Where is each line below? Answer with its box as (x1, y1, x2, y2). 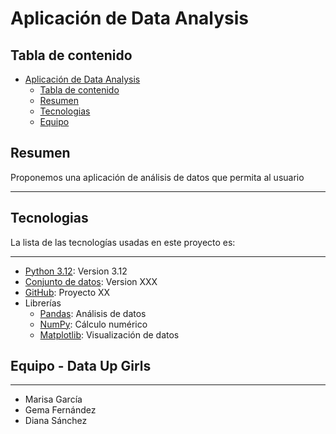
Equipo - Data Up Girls (10, 358, 152, 375)
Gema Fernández (24, 404, 97, 416)
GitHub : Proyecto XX (24, 286, 111, 298)
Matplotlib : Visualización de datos (39, 328, 180, 341)
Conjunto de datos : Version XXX (24, 275, 158, 287)
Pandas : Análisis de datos (39, 307, 147, 319)
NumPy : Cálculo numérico (39, 318, 148, 330)
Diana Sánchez (24, 415, 88, 427)
